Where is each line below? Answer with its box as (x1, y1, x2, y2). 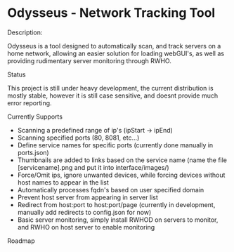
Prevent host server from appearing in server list (17, 193, 158, 201)
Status (7, 70, 26, 79)
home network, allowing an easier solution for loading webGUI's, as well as (7, 49, 225, 58)
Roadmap (7, 237, 35, 245)
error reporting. (7, 98, 52, 107)
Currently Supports (7, 112, 63, 121)
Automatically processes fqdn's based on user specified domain (17, 185, 204, 194)
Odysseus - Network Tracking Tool (7, 5, 216, 21)
